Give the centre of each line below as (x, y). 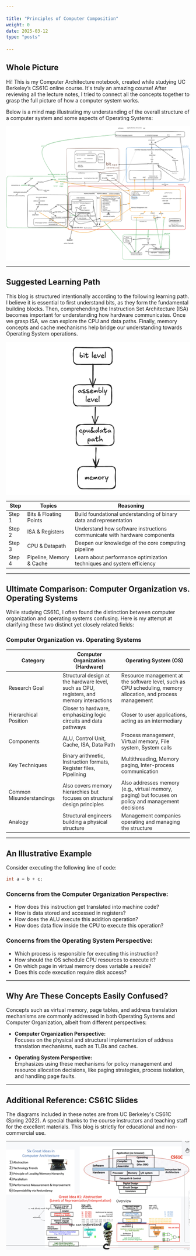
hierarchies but (80, 792)
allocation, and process (149, 694)
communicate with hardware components (125, 535)
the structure (137, 828)
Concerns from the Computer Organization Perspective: (87, 894)
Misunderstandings (32, 798)
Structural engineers (87, 815)
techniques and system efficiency (115, 564)
